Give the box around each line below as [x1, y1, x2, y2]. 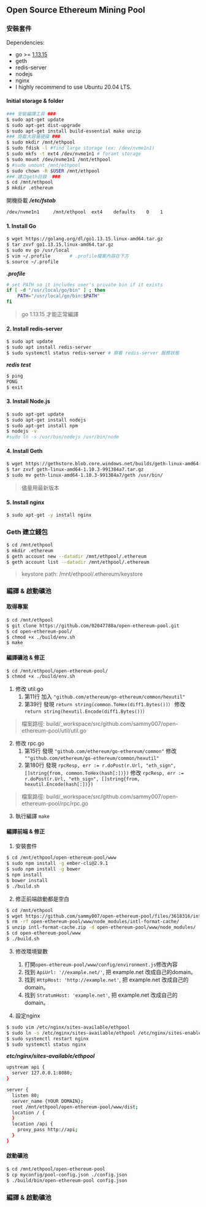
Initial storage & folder [6, 97, 64, 105]
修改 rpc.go [15, 740, 45, 747]
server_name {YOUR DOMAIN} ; [12, 1098, 84, 1104]
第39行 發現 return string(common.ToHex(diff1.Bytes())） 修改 [24, 701, 186, 708]
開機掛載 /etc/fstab [6, 197, 56, 204]
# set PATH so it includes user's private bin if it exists [6, 281, 164, 287]
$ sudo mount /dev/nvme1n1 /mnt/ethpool [6, 156, 112, 162]
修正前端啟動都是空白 [15, 895, 69, 902]
